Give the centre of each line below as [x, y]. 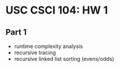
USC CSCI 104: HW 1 [57, 10]
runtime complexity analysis [48, 46]
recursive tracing [35, 53]
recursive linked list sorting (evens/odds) [64, 59]
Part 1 [16, 32]
